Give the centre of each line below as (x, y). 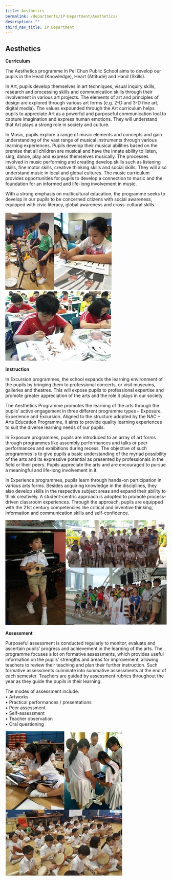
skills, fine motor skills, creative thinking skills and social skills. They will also (86, 168)
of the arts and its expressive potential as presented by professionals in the (84, 459)
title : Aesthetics (25, 11)
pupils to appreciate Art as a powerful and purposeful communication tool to (86, 114)
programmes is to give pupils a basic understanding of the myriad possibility (86, 454)
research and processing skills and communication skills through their (79, 92)
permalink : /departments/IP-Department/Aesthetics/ (61, 16)
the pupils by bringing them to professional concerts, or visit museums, (80, 385)
